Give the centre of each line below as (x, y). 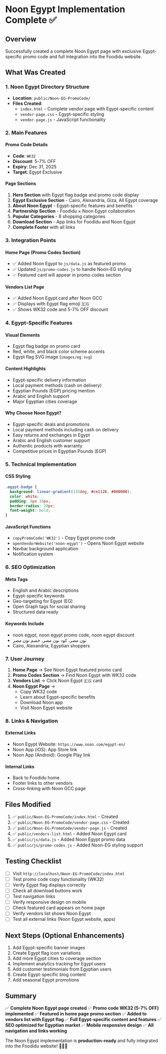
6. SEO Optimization (30, 567)
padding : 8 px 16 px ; (30, 501)
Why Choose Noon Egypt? (33, 413)
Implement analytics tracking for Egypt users (59, 964)
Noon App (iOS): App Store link (45, 750)
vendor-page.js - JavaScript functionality (63, 119)
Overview (21, 39)
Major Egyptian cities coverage (45, 401)
